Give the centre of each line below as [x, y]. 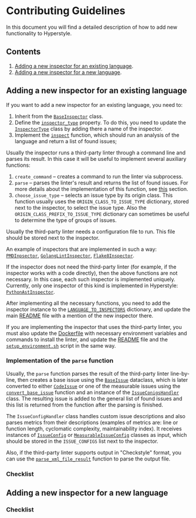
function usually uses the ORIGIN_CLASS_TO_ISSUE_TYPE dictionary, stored [102, 201]
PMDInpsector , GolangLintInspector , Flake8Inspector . [70, 255]
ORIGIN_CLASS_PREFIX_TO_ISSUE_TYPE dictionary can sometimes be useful [102, 214]
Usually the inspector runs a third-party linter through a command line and [96, 152]
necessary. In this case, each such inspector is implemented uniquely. [91, 279]
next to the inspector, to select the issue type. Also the [80, 207]
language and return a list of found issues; [66, 141]
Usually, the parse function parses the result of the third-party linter [88, 374]
